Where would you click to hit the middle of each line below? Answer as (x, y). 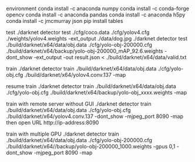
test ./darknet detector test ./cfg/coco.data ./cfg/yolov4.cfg (78, 32)
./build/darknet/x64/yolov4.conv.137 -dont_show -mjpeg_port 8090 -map (95, 116)
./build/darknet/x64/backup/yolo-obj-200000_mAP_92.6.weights (85, 51)
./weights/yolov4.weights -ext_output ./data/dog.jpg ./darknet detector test (97, 38)
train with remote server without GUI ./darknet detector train (79, 104)
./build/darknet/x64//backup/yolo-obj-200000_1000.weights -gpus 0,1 (91, 146)
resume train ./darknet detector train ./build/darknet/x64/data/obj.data (91, 86)
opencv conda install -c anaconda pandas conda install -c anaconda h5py (96, 15)
